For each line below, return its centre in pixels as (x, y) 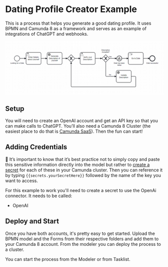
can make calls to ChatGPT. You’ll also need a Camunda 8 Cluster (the (78, 126)
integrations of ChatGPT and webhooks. (47, 34)
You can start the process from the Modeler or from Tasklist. (68, 259)
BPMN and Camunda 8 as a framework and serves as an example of (76, 28)
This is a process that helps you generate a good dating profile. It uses (78, 23)
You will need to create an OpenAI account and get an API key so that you (82, 121)
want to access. (22, 181)
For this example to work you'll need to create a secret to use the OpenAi (81, 190)
